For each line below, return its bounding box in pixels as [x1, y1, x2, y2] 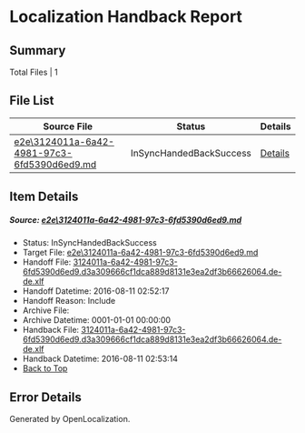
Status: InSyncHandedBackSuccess [22, 237, 157, 248]
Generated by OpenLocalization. [9, 413, 131, 424]
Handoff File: [22, 257, 72, 267]
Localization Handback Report [9, 6, 243, 27]
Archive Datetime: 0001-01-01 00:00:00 [22, 315, 171, 326]
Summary [9, 43, 66, 58]
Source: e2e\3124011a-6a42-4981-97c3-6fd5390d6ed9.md [9, 214, 242, 225]
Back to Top [22, 363, 68, 374]
